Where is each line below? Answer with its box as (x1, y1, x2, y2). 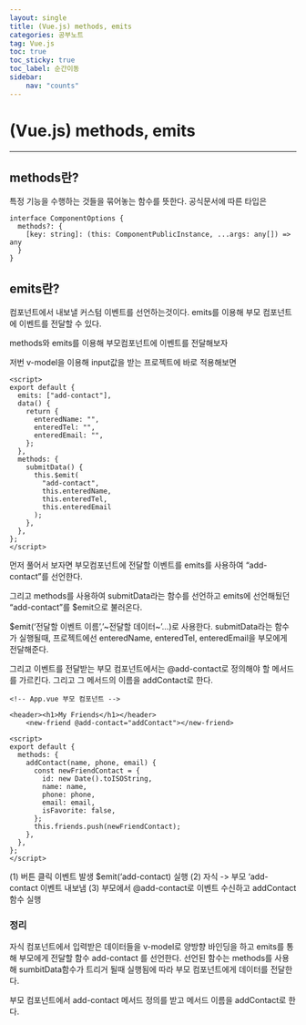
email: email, (42, 798, 96, 807)
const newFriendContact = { (33, 766, 141, 775)
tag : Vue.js (9, 38, 55, 48)
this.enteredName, (42, 487, 112, 497)
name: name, (42, 783, 88, 792)
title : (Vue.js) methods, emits (9, 22, 132, 31)
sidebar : (9, 73, 43, 82)
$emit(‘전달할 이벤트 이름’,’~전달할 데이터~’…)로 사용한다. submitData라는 (9, 621, 273, 632)
